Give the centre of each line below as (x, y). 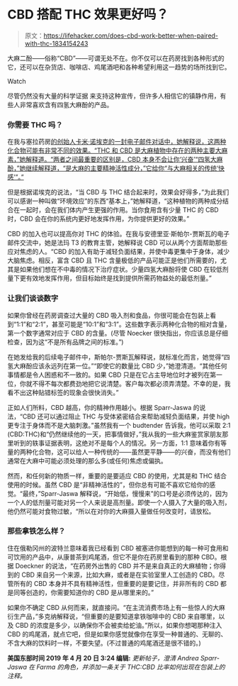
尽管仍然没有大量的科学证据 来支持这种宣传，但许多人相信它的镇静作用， (114, 96)
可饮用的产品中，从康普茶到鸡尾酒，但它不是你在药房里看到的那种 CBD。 (114, 557)
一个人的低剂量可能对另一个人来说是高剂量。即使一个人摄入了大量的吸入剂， (119, 502)
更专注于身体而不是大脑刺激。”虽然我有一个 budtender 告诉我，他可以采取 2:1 (119, 425)
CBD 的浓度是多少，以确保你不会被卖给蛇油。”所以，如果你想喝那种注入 (119, 625)
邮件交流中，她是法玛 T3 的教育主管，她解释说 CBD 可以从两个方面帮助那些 (118, 243)
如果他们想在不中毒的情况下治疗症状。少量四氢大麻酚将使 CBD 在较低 (121, 270)
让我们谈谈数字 (33, 299)
